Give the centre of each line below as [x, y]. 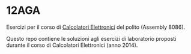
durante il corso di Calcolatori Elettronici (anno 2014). [72, 45]
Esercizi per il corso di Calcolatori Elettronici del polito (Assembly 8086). [96, 27]
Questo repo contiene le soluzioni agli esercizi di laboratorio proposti [91, 38]
